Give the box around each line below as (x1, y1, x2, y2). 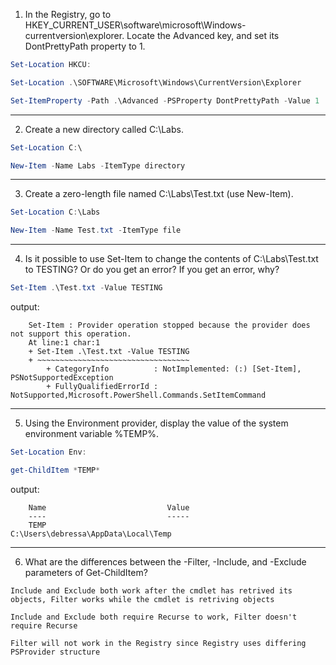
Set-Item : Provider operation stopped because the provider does (28, 320, 311, 330)
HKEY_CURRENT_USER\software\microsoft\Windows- (24, 19, 247, 31)
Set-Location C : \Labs (10, 207, 101, 218)
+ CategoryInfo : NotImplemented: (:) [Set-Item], (46, 364, 302, 374)
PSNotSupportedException (10, 373, 114, 383)
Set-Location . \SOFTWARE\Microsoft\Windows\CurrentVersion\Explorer (10, 77, 302, 88)
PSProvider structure (10, 647, 101, 657)
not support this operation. (10, 329, 132, 339)
